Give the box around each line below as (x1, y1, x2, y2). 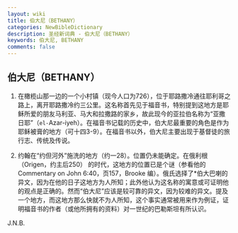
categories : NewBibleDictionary (7, 23, 103, 31)
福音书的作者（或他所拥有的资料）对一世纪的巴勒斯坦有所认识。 (23, 204, 210, 213)
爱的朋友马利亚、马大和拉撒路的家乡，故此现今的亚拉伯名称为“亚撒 (30, 109, 225, 118)
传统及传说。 (36, 136, 74, 144)
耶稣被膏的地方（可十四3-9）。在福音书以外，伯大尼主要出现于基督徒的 (17, 127, 225, 136)
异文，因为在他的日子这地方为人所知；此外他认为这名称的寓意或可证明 (17, 178, 223, 186)
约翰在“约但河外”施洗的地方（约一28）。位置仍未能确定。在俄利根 (17, 151, 208, 160)
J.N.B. (7, 218, 25, 227)
